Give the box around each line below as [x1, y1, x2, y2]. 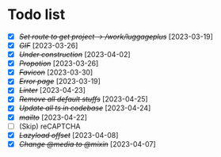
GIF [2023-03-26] [18, 41, 78, 50]
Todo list [7, 6, 66, 24]
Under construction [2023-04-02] [18, 50, 131, 59]
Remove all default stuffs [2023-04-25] [18, 94, 148, 104]
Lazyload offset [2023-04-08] [18, 130, 119, 140]
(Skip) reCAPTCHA [18, 121, 81, 131]
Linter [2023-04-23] [18, 86, 86, 95]
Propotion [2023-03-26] [18, 59, 99, 68]
